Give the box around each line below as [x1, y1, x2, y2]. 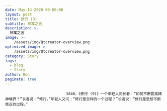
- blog [9, 63, 23, 68]
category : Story [5, 53, 39, 59]
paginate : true [5, 77, 37, 82]
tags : [5, 58, 16, 63]
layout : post [5, 12, 32, 17]
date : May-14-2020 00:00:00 [5, 7, 64, 12]
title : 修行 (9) [5, 16, 37, 21]
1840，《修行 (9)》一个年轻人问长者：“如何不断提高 [66, 91, 158, 96]
